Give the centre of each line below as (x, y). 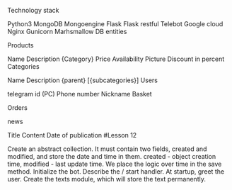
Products (21, 45)
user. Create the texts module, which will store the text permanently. (107, 179)
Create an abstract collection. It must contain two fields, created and (107, 149)
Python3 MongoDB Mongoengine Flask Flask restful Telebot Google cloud (115, 24)
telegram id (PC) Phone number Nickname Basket (80, 94)
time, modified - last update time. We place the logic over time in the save (115, 164)
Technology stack (33, 10)
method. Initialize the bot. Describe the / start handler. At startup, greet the (116, 172)
